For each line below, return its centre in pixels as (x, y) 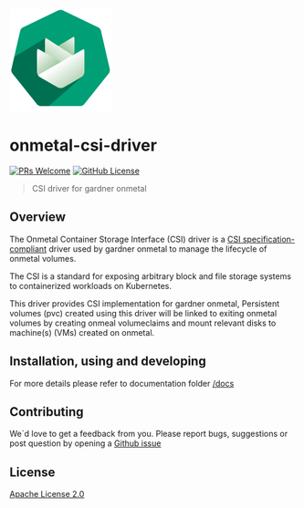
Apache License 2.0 (47, 494)
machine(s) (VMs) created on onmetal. (82, 332)
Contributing (47, 412)
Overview (38, 218)
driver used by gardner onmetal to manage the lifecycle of (158, 249)
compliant (28, 249)
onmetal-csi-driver (84, 145)
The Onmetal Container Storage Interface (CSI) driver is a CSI (125, 239)
